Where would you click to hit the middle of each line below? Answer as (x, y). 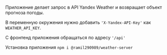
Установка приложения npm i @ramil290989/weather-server (69, 47)
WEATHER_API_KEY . (23, 28)
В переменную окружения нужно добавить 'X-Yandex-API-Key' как (78, 22)
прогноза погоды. (25, 13)
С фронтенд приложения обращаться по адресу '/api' (66, 38)
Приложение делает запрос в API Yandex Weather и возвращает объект (84, 7)
